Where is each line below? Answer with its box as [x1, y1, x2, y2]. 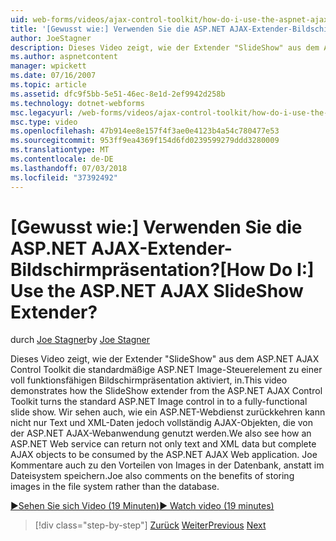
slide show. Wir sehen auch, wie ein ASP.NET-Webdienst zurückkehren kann [10, 406, 326, 418]
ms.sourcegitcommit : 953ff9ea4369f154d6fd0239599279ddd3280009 [10, 136, 280, 146]
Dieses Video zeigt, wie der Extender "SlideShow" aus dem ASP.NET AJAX [10, 353, 320, 365]
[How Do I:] [219, 258, 315, 281]
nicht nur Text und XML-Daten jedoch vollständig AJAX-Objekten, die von [10, 417, 314, 429]
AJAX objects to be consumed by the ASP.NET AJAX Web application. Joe [10, 449, 318, 461]
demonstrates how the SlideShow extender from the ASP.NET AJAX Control [10, 385, 323, 397]
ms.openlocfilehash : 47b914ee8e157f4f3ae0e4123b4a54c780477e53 [10, 126, 280, 136]
